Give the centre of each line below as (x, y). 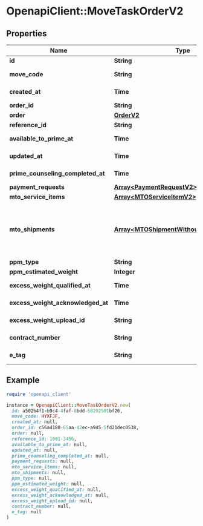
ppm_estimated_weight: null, (48, 484)
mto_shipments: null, (39, 473)
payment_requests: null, (43, 461)
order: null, (28, 433)
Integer (125, 272)
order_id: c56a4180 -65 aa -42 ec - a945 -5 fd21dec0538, (75, 428)
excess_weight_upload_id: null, (53, 501)
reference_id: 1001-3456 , (44, 439)
